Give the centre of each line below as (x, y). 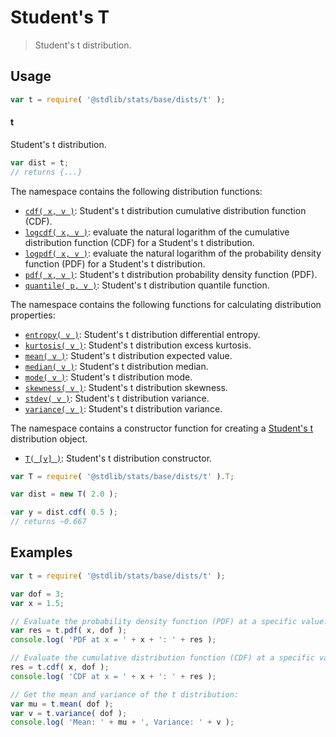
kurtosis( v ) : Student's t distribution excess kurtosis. (138, 345)
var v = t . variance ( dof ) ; (69, 713)
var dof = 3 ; (37, 594)
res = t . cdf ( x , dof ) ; (60, 667)
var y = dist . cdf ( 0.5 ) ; (64, 512)
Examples (41, 552)
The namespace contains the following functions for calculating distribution (166, 304)
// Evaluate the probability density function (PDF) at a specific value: (169, 621)
